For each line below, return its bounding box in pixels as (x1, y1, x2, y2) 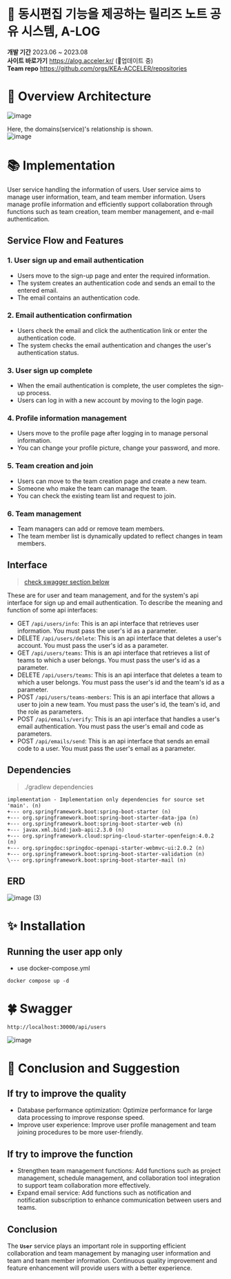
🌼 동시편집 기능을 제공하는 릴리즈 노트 (7, 6, 208, 22)
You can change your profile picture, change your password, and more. (17, 444, 221, 452)
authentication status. (17, 348, 79, 356)
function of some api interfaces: (7, 606, 98, 614)
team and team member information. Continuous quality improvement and (7, 1256, 217, 1264)
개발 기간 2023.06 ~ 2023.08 (7, 48, 88, 56)
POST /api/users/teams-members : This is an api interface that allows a (17, 693, 215, 701)
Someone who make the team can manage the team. (17, 484, 168, 492)
